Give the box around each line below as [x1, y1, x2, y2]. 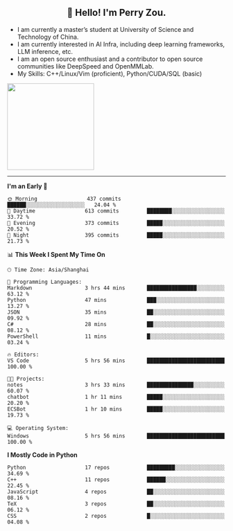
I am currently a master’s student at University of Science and [17, 25, 194, 33]
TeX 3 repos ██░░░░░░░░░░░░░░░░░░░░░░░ [7, 500, 225, 507]
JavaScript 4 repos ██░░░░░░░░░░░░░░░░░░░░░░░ [7, 488, 225, 495]
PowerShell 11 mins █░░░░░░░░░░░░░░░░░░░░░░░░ [7, 333, 225, 340]
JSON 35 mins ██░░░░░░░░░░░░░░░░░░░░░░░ [7, 309, 225, 316]
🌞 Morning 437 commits [7, 195, 121, 202]
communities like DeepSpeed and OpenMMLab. [17, 62, 154, 70]
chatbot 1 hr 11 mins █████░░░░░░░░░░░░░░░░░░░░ [7, 393, 225, 400]
